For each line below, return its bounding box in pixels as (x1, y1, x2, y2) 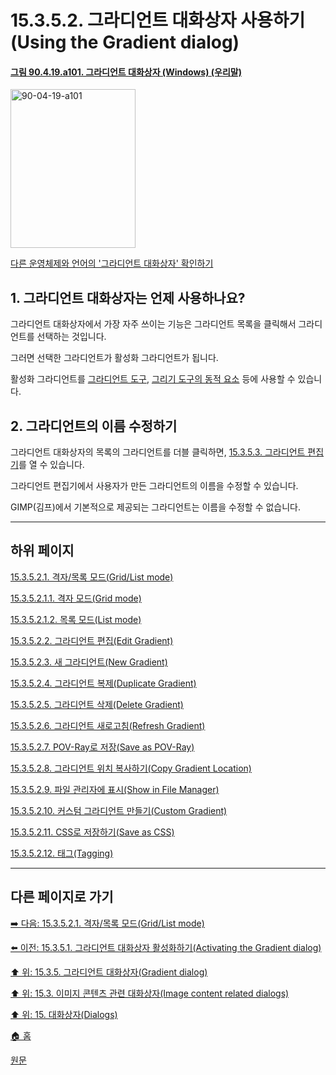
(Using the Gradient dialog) (10, 31, 240, 54)
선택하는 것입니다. (36, 331, 107, 343)
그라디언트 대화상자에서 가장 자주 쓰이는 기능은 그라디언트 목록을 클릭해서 (10, 318, 297, 330)
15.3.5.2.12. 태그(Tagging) (10, 847, 114, 859)
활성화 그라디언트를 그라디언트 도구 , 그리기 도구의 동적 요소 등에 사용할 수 (10, 373, 296, 385)
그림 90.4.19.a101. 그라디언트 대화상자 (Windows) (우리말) (10, 66, 242, 78)
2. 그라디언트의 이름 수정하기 (10, 417, 178, 435)
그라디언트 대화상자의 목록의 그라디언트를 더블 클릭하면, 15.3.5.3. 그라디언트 (10, 446, 306, 458)
